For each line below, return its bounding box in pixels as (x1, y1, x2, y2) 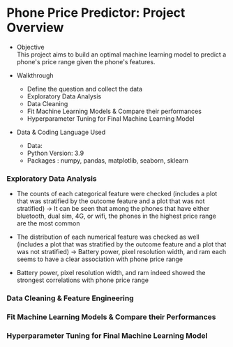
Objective (16, 43, 45, 51)
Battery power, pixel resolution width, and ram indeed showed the (16, 269, 206, 277)
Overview (6, 20, 64, 36)
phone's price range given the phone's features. (16, 57, 156, 66)
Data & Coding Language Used (16, 128, 106, 136)
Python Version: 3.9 (27, 149, 84, 157)
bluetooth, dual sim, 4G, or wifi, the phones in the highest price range (16, 212, 217, 221)
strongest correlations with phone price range (16, 276, 149, 284)
